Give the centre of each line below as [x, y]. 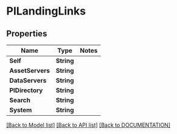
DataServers [28, 80]
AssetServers [30, 71]
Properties [27, 34]
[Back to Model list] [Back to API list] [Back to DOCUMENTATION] [88, 125]
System [21, 110]
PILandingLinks [46, 11]
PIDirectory [26, 90]
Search [20, 100]
